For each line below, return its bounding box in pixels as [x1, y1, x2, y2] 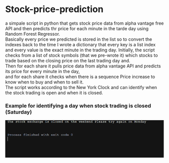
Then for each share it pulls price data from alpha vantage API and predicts [5, 63, 161, 69]
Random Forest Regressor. [5, 31, 60, 37]
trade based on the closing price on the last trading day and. [5, 57, 131, 63]
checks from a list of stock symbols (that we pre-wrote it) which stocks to [5, 52, 158, 58]
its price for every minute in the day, [5, 68, 80, 74]
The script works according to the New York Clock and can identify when [5, 84, 157, 90]
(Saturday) [5, 108, 32, 115]
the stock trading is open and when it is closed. [5, 90, 103, 96]
